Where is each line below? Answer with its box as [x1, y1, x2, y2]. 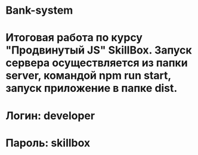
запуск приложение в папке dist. [5, 82, 178, 95]
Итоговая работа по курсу [5, 31, 143, 45]
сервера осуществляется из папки [5, 56, 188, 70]
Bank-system [5, 4, 73, 17]
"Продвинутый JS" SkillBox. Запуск [5, 44, 192, 57]
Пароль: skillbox [5, 136, 91, 150]
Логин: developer [5, 108, 95, 122]
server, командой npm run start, [5, 69, 171, 82]
